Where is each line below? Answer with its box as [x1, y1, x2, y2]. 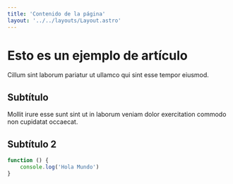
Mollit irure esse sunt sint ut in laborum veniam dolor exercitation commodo [7, 110, 227, 119]
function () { [7, 157, 49, 164]
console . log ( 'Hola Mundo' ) [20, 163, 100, 171]
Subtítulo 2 [7, 138, 56, 150]
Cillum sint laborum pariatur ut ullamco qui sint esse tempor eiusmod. [7, 71, 210, 79]
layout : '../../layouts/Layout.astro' [7, 17, 121, 24]
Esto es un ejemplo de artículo [7, 47, 189, 64]
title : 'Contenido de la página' [7, 10, 106, 18]
